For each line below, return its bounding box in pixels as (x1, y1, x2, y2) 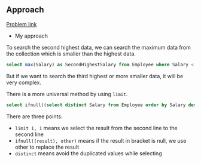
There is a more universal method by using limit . (6, 90, 128, 97)
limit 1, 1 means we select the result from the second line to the (14, 124, 178, 131)
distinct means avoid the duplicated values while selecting (14, 149, 163, 157)
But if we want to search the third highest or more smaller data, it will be (6, 72, 184, 79)
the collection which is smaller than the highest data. (6, 50, 136, 57)
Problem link (6, 20, 37, 27)
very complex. (6, 79, 42, 86)
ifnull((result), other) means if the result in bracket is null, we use (14, 137, 187, 144)
